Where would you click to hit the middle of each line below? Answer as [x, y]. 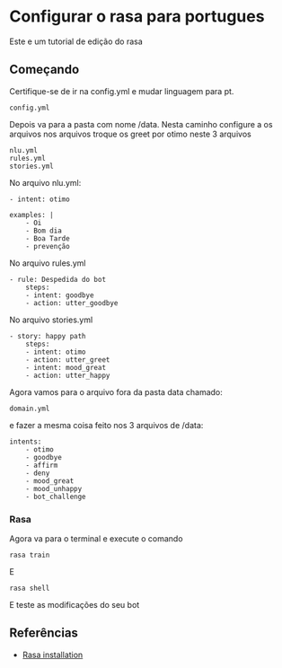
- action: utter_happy [68, 375]
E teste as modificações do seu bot [75, 605]
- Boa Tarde [48, 238]
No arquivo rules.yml [48, 263]
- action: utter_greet [68, 360]
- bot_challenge [56, 497]
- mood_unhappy [54, 488]
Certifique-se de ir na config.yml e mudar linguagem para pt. [122, 91]
